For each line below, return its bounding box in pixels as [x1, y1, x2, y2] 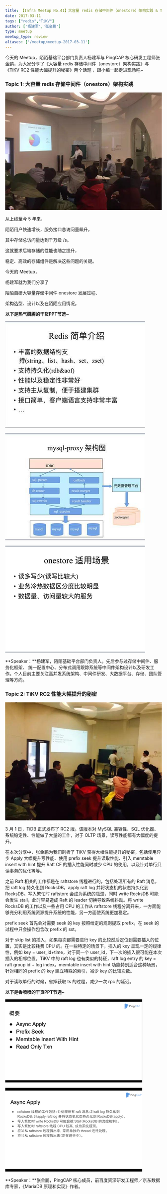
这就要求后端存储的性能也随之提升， [5, 248, 80, 254]
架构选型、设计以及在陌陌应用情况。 [5, 300, 80, 306]
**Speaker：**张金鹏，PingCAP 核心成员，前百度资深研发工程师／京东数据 [5, 1177, 161, 1183]
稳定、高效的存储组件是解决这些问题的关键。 [5, 258, 97, 264]
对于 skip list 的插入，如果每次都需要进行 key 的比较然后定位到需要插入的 [5, 937, 155, 943]
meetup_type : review [5, 34, 48, 39]
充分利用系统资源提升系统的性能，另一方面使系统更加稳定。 [9, 910, 132, 916]
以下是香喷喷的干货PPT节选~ [5, 989, 65, 995]
